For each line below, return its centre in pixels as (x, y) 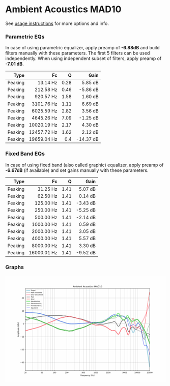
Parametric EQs (25, 37)
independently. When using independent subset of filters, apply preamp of (83, 58)
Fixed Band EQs (25, 154)
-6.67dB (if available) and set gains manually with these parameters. (77, 170)
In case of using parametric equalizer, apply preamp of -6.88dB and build (82, 48)
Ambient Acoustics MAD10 (63, 9)
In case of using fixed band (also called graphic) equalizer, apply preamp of (84, 165)
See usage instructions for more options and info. (57, 23)
